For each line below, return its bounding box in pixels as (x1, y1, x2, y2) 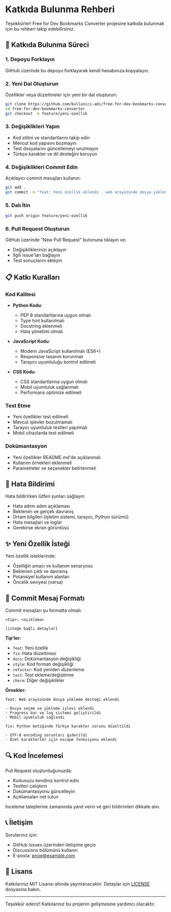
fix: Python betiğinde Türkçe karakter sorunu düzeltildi (5, 724, 131, 729)
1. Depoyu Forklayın (5, 56, 55, 63)
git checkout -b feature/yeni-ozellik (5, 111, 88, 116)
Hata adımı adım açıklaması (12, 503, 70, 509)
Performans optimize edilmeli (20, 389, 82, 395)
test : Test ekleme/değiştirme (12, 672, 74, 678)
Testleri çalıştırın (12, 783, 47, 789)
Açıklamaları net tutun (12, 793, 59, 800)
